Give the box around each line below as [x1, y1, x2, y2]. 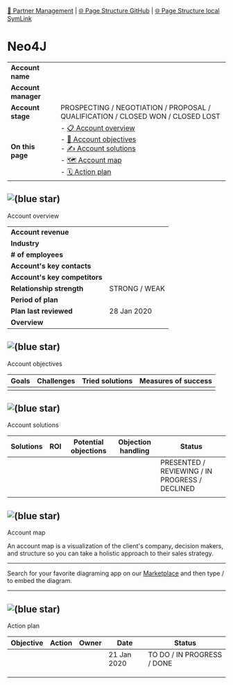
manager [10, 91, 42, 101]
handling [119, 446, 150, 456]
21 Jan [108, 650, 132, 659]
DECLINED [160, 484, 196, 493]
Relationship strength [10, 283, 84, 293]
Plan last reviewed [10, 306, 73, 316]
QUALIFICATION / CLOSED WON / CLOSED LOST [60, 111, 221, 121]
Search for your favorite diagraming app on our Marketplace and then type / [7, 569, 224, 577]
